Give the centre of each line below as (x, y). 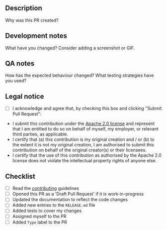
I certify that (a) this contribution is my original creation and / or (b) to (83, 139)
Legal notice (25, 96)
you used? (16, 81)
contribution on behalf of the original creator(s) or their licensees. (79, 150)
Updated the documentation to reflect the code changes (70, 200)
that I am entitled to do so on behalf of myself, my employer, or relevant (85, 129)
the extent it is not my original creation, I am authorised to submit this (83, 145)
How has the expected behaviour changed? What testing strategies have (80, 75)
